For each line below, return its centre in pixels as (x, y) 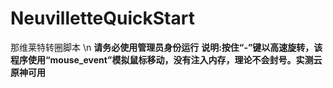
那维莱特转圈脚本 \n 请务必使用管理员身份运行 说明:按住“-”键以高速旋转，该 (166, 47)
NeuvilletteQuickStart (102, 18)
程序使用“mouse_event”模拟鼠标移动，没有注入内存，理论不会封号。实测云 (166, 59)
